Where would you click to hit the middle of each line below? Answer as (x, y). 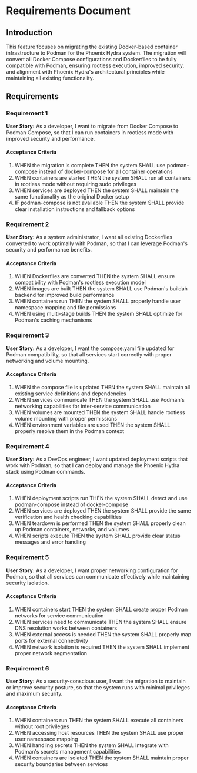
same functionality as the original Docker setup (72, 196)
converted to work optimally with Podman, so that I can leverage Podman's (97, 243)
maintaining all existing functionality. (50, 78)
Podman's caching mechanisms (53, 320)
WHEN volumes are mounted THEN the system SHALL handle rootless (100, 412)
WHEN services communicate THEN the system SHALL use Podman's (100, 399)
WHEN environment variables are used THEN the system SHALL (92, 425)
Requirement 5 (28, 557)
